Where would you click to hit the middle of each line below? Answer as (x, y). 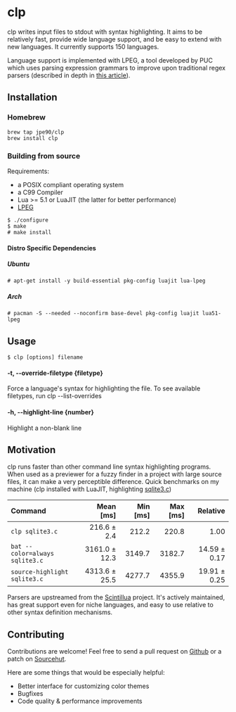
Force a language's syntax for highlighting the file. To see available (104, 388)
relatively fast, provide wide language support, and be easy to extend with (114, 39)
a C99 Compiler (40, 192)
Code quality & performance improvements (80, 701)
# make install (29, 232)
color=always (33, 554)
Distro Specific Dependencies (52, 248)
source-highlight (40, 572)
